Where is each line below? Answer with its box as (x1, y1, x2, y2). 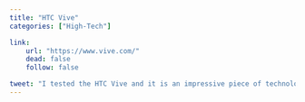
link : (9, 38, 30, 47)
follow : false (25, 63, 79, 72)
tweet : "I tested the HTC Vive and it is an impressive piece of (9, 79, 261, 88)
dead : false (25, 55, 71, 64)
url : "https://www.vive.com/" (25, 46, 141, 55)
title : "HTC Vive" (9, 13, 79, 23)
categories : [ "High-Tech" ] (9, 22, 112, 31)
